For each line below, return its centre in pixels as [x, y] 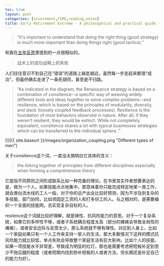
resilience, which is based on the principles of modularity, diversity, [85, 105]
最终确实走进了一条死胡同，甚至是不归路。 [63, 79]
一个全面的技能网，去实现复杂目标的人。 [50, 205]
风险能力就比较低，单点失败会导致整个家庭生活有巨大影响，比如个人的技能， [82, 240]
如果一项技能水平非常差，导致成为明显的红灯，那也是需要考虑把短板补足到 [80, 246]
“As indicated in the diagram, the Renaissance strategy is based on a [86, 89]
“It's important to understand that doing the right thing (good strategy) [88, 37]
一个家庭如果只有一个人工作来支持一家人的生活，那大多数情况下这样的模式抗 [82, 234]
